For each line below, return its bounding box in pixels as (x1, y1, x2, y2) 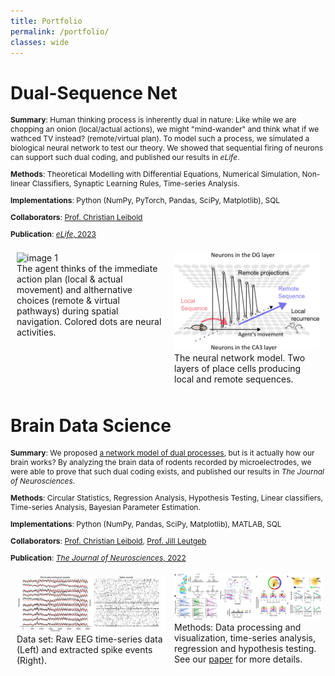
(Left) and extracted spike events (16, 643, 153, 655)
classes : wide (10, 37, 70, 47)
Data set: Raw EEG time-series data (16, 633, 163, 645)
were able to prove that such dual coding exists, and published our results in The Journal (10, 466, 325, 477)
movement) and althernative (16, 284, 133, 296)
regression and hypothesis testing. (174, 642, 317, 654)
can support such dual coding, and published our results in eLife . (10, 152, 240, 163)
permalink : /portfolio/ (10, 26, 110, 37)
